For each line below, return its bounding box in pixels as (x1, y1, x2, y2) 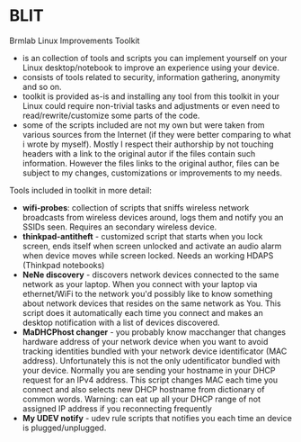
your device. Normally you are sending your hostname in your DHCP (22, 365, 276, 375)
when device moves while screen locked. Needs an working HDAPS (22, 249, 274, 261)
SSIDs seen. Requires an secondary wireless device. (22, 221, 217, 232)
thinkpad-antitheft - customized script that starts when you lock (22, 230, 263, 241)
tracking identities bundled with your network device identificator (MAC (22, 346, 288, 356)
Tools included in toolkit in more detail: (9, 185, 153, 195)
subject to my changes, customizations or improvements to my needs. (22, 167, 283, 178)
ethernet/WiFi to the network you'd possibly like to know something (22, 288, 273, 299)
